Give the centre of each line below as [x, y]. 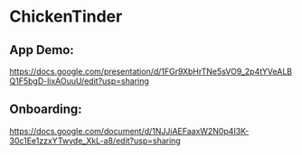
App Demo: [42, 50]
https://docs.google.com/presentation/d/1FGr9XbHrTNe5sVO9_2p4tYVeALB [151, 71]
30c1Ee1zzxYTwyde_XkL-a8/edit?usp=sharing [95, 141]
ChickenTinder [66, 17]
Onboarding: [46, 109]
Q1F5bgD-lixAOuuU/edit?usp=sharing [79, 81]
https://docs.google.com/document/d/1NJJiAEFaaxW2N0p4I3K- [129, 131]
